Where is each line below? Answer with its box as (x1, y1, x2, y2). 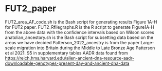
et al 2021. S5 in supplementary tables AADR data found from (5, 50, 128, 56)
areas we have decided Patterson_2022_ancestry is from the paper (5, 39, 140, 45)
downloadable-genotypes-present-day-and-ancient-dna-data (5, 60, 130, 66)
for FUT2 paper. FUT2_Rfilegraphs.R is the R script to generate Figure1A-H (5, 24, 154, 30)
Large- (140, 39, 154, 45)
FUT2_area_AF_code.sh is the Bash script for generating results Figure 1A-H (5, 19, 157, 25)
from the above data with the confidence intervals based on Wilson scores (5, 29, 155, 35)
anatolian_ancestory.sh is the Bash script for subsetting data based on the (5, 35, 154, 40)
